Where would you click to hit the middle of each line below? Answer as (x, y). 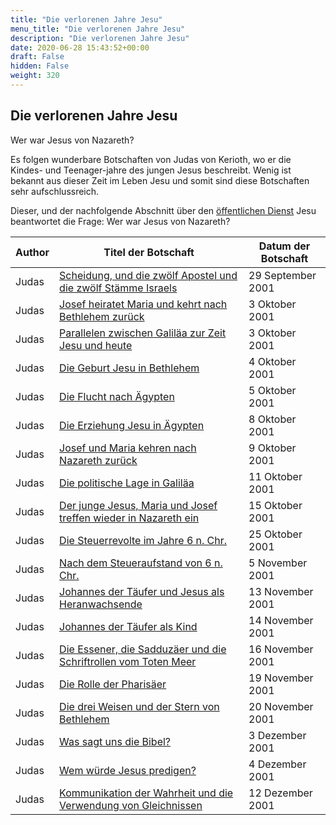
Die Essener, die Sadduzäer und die (143, 649)
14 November (281, 620)
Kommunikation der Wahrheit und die (146, 793)
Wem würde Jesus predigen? (128, 770)
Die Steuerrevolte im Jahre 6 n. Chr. (143, 540)
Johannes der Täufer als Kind (128, 626)
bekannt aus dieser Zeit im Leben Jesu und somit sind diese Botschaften (160, 180)
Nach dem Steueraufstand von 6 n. (141, 563)
